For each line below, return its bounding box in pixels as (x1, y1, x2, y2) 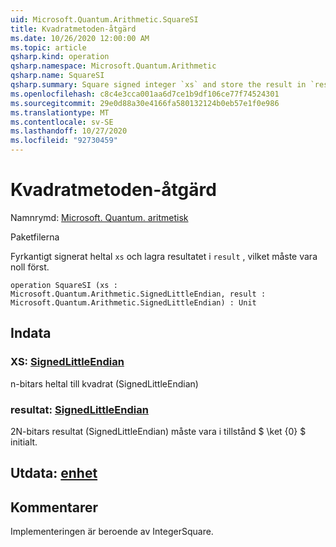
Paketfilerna (10, 231, 60, 243)
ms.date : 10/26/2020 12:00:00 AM (10, 33, 150, 43)
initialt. (10, 436, 38, 448)
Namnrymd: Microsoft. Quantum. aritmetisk (10, 211, 189, 223)
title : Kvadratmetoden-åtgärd (10, 24, 137, 34)
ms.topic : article (10, 42, 87, 53)
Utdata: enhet (10, 465, 98, 482)
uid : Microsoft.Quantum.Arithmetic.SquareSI (10, 14, 199, 25)
